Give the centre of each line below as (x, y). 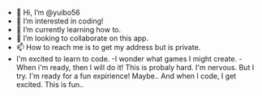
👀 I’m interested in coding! (60, 21)
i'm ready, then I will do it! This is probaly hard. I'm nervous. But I (146, 67)
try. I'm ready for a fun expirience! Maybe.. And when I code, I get (126, 76)
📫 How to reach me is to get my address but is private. (108, 47)
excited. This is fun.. (50, 84)
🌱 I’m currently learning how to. (69, 29)
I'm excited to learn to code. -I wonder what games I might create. (127, 59)
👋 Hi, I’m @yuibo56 (48, 13)
